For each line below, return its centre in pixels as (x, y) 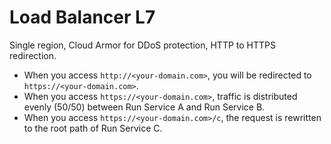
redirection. (33, 55)
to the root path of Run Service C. (93, 128)
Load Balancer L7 (82, 17)
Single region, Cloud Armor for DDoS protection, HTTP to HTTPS (142, 45)
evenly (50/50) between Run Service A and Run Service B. (144, 107)
